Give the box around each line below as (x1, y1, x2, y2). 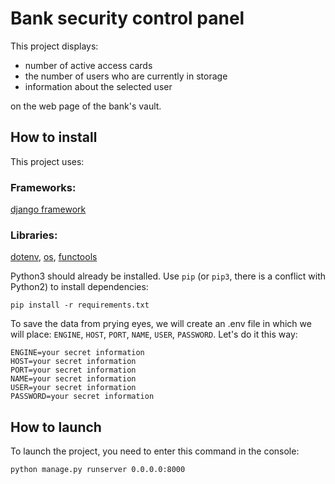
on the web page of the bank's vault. (10, 100, 162, 112)
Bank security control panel (10, 7, 245, 30)
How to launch (10, 418, 102, 436)
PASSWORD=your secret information (10, 392, 155, 402)
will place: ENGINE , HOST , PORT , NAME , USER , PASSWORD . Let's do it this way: (10, 328, 298, 341)
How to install (10, 129, 98, 146)
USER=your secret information (10, 383, 137, 393)
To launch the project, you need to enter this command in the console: (10, 445, 300, 457)
